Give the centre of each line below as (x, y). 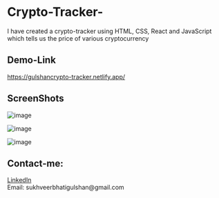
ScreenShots (36, 98)
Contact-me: (35, 163)
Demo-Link (32, 60)
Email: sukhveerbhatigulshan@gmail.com (66, 188)
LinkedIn (19, 180)
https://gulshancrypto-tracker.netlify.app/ (66, 77)
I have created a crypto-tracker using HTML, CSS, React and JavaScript (109, 31)
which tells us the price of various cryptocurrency (78, 38)
